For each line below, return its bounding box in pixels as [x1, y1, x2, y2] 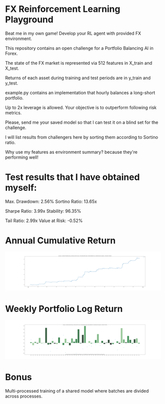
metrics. [5, 110, 22, 116]
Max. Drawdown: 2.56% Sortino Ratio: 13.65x [5, 198, 97, 204]
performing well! [5, 154, 39, 160]
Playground [5, 14, 53, 25]
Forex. [5, 50, 18, 56]
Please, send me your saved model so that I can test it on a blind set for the [5, 119, 159, 125]
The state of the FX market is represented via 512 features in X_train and [5, 60, 152, 66]
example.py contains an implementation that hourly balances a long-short [5, 90, 156, 95]
